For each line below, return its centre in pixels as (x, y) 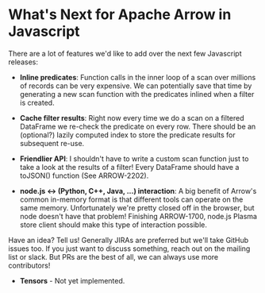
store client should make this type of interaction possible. (113, 225)
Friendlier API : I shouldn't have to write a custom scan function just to (134, 158)
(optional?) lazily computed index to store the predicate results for (127, 135)
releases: (23, 62)
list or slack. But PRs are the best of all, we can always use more (113, 256)
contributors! (29, 265)
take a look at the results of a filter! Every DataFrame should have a (129, 167)
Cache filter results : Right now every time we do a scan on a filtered (132, 118)
